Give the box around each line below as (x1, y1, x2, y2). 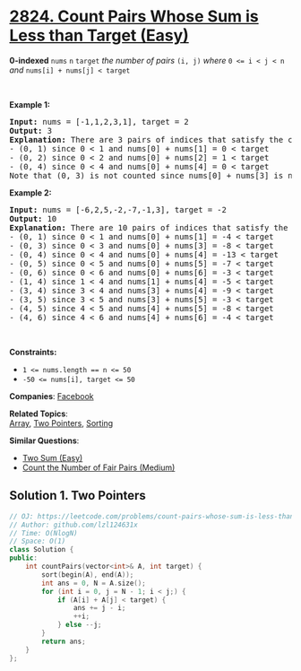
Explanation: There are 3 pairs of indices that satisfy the (9, 135, 284, 144)
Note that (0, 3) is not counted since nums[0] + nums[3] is (9, 170, 284, 180)
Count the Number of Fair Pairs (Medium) (21, 462, 176, 473)
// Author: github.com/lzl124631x (9, 520, 139, 529)
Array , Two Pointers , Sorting (9, 417, 114, 428)
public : (9, 553, 39, 562)
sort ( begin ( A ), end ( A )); (41, 570, 134, 579)
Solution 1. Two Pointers (9, 488, 146, 503)
